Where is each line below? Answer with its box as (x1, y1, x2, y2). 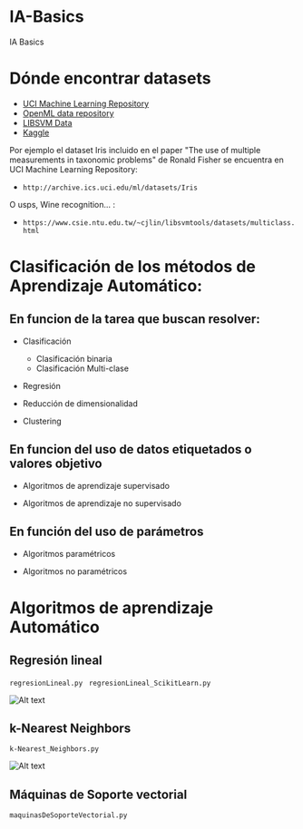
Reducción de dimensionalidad (22, 397, 139, 409)
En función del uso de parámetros (9, 524, 204, 540)
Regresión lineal (9, 653, 103, 668)
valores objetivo (9, 456, 103, 472)
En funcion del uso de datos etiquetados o (9, 442, 252, 457)
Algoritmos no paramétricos (22, 565, 128, 577)
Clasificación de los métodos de (9, 257, 256, 278)
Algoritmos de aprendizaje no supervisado (22, 497, 181, 509)
